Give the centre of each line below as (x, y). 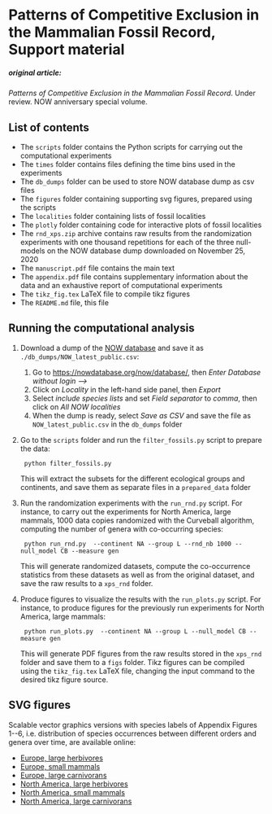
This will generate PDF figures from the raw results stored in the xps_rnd (141, 654)
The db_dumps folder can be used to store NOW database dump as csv (137, 182)
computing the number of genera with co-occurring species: (121, 529)
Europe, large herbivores (62, 758)
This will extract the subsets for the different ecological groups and (132, 479)
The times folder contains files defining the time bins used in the (127, 164)
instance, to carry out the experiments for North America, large (125, 511)
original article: (35, 72)
